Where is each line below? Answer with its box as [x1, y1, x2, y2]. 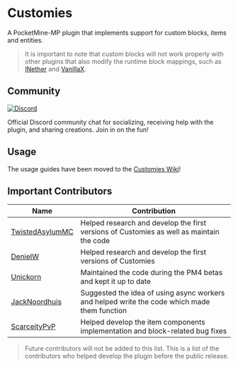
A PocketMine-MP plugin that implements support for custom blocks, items [7, 28, 227, 37]
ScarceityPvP [11, 322, 56, 332]
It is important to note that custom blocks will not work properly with [24, 50, 225, 58]
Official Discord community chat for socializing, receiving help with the [7, 118, 214, 126]
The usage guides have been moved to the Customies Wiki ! [7, 164, 181, 173]
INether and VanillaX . [24, 64, 86, 73]
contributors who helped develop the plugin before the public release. [24, 352, 229, 361]
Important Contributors [7, 185, 113, 197]
